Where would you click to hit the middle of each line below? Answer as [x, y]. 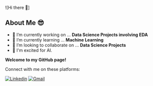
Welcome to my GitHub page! [36, 60]
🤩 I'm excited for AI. [32, 50]
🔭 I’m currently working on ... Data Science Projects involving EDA [80, 35]
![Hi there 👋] [17, 8]
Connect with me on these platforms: [43, 69]
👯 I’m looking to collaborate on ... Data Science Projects [69, 45]
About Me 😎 [25, 23]
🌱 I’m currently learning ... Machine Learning [58, 40]
